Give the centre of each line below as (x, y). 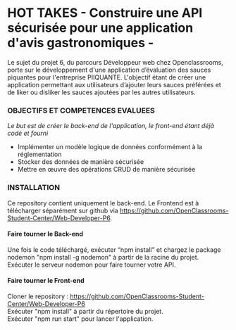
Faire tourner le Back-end (45, 234)
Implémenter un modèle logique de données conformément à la (110, 147)
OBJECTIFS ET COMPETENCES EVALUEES (81, 110)
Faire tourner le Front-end (46, 281)
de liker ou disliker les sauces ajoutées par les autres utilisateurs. (101, 92)
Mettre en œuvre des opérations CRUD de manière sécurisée (106, 170)
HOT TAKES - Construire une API (105, 13)
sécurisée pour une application (100, 28)
